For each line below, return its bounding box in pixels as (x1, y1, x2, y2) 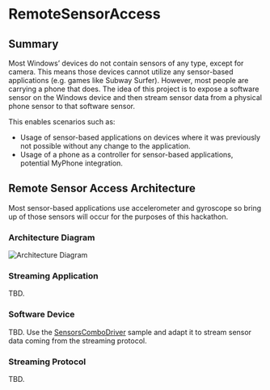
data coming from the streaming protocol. (8, 336, 147, 346)
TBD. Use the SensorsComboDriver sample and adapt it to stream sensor (8, 327, 252, 337)
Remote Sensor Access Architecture (8, 182, 196, 195)
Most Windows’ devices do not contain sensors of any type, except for (8, 58, 244, 68)
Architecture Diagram (8, 232, 95, 243)
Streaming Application (8, 270, 99, 282)
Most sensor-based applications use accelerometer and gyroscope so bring (8, 203, 262, 212)
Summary (8, 37, 59, 51)
